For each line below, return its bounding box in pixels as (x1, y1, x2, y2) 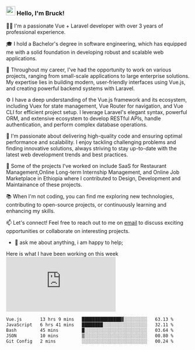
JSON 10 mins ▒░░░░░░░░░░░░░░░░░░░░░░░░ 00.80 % (6, 332, 174, 339)
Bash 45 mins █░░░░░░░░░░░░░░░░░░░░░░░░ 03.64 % (6, 328, 174, 334)
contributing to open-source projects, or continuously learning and (6, 201, 167, 208)
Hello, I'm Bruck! (16, 9, 65, 17)
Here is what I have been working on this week (6, 251, 119, 258)
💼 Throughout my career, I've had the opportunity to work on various (6, 66, 172, 73)
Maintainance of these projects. (6, 181, 83, 188)
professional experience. (6, 29, 66, 36)
